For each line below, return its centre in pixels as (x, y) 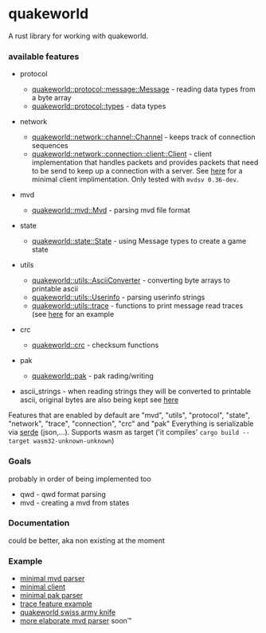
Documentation (39, 523)
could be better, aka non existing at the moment (87, 540)
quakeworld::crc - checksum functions (95, 345)
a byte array (51, 98)
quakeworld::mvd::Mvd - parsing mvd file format (111, 210)
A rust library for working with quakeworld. (78, 36)
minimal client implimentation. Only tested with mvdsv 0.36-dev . (135, 179)
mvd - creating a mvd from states (74, 502)
